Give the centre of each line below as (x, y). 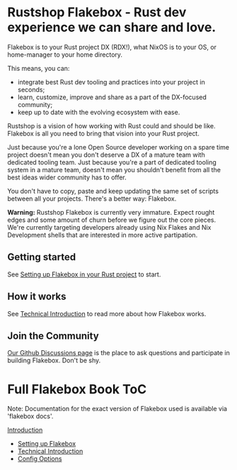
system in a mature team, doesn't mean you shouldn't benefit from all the (114, 169)
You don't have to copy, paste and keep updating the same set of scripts (113, 191)
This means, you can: (39, 68)
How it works (37, 297)
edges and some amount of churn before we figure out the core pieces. (112, 220)
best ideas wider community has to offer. (67, 177)
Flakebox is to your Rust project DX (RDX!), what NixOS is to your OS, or (112, 47)
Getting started (42, 257)
